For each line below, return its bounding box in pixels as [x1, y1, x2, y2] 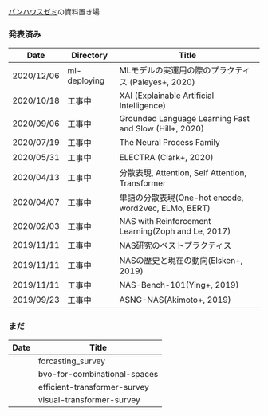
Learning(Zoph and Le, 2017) [119, 226, 231, 237]
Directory [71, 50, 108, 61]
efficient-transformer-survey [38, 381, 149, 392]
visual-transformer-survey [38, 394, 141, 405]
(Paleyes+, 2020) [128, 77, 195, 88]
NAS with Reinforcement [119, 216, 211, 227]
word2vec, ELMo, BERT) [119, 202, 211, 214]
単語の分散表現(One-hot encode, [119, 192, 244, 203]
